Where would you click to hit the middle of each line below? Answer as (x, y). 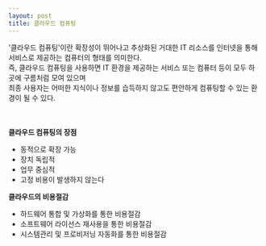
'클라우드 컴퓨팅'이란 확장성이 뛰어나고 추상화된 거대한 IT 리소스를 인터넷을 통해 (133, 47)
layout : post (30, 16)
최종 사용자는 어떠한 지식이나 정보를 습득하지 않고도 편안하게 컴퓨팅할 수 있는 (129, 88)
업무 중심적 (37, 169)
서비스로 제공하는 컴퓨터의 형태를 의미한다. (75, 57)
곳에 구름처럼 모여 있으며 (47, 77)
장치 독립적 (37, 159)
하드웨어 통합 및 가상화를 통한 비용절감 (80, 214)
